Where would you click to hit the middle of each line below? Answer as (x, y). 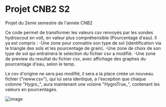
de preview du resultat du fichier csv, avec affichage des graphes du (76, 58)
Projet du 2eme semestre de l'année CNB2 (49, 23)
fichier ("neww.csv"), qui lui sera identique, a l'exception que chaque (76, 79)
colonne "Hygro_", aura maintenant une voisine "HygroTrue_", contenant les (83, 84)
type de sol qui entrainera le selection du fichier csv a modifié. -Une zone (80, 53)
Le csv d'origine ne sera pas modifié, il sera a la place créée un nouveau (79, 73)
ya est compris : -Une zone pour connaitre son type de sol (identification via (83, 43)
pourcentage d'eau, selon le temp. (40, 64)
